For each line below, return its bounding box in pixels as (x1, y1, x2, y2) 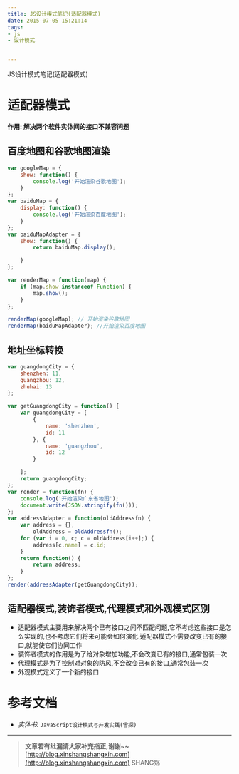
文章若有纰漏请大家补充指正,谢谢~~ (24, 742, 129, 750)
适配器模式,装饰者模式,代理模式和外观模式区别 (7, 603, 211, 615)
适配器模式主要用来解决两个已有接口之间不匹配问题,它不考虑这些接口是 (17, 623, 225, 631)
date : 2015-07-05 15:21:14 (7, 17, 87, 24)
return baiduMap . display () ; (33, 244, 116, 252)
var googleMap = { (7, 165, 62, 172)
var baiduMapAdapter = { (7, 231, 81, 238)
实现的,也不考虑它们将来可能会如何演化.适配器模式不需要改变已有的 (23, 631, 221, 640)
